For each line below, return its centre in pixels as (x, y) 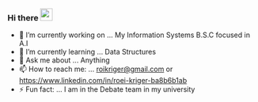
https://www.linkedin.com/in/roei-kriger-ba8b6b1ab (103, 81)
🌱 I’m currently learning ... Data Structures (87, 52)
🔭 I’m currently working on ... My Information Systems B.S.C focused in (135, 35)
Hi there (23, 17)
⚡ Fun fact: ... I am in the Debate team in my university (107, 89)
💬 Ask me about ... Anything (64, 60)
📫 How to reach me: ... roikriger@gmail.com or (96, 69)
